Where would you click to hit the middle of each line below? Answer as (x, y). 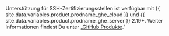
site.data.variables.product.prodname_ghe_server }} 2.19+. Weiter (85, 21)
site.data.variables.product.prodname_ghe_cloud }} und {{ (75, 15)
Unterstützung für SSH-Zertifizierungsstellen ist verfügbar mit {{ (83, 8)
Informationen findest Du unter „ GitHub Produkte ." (66, 27)
